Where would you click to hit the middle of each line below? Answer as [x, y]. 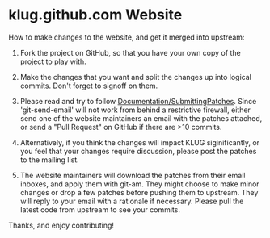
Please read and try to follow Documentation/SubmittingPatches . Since [138, 101]
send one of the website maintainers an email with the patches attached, [141, 118]
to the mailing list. [49, 160]
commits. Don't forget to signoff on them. [89, 86]
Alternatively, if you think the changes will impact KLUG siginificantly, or [140, 142]
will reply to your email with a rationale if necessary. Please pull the [132, 201]
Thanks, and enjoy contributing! [61, 225]
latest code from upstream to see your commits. [100, 209]
